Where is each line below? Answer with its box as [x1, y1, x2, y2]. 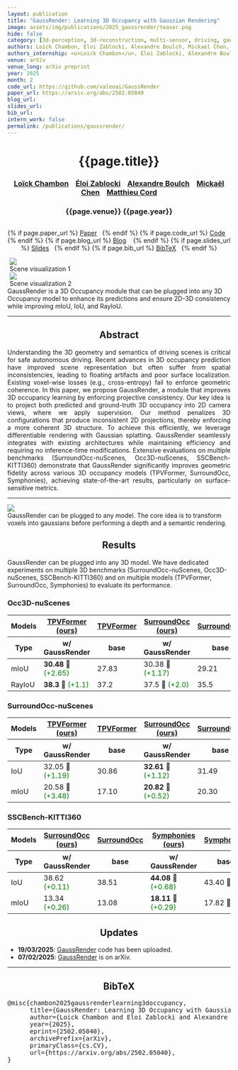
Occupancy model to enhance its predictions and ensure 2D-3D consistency [7, 294, 231, 302]
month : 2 [7, 76, 33, 84]
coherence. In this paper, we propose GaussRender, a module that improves [7, 385, 231, 394]
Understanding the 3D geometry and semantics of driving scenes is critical [7, 348, 231, 356]
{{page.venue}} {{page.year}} [65, 206, 173, 216]
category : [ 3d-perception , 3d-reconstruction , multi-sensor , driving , [7, 37, 220, 44]
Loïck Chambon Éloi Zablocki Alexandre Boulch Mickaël [13, 178, 225, 188]
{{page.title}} [78, 153, 160, 169]
